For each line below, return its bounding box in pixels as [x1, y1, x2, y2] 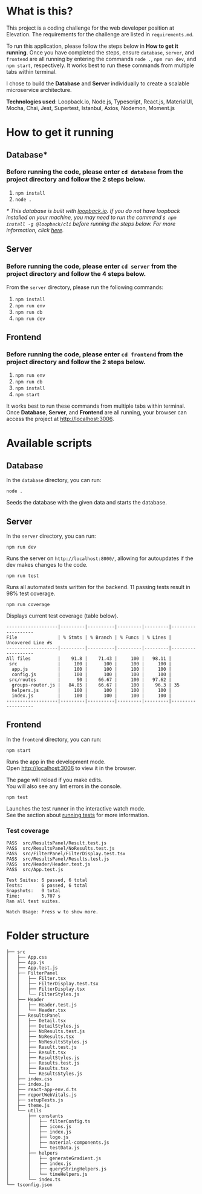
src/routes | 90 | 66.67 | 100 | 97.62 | [8, 677, 172, 683]
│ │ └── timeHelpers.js [6, 1172, 88, 1178]
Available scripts [6, 437, 93, 450]
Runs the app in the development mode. [6, 758, 106, 765]
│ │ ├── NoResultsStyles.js [6, 1039, 88, 1045]
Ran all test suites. [6, 898, 61, 905]
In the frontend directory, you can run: [6, 736, 102, 743]
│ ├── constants [6, 1113, 64, 1120]
